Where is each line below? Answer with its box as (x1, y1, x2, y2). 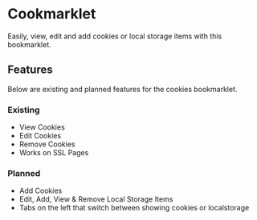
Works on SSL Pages (18, 148, 89, 158)
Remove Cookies (18, 139, 75, 149)
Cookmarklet (7, 5, 96, 23)
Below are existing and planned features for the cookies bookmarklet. (7, 84, 238, 94)
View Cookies (18, 122, 65, 132)
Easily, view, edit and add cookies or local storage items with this (7, 31, 222, 41)
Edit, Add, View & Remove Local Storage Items (18, 194, 173, 204)
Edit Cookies (18, 131, 62, 141)
